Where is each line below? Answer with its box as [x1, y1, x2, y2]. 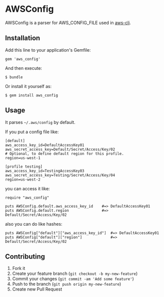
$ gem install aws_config [5, 92, 58, 98]
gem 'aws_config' [5, 57, 41, 61]
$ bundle [5, 75, 23, 80]
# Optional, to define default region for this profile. [5, 151, 124, 156]
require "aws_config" [5, 195, 50, 200]
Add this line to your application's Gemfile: [5, 47, 91, 53]
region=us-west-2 [5, 177, 41, 182]
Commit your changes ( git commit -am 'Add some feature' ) [12, 276, 134, 282]
